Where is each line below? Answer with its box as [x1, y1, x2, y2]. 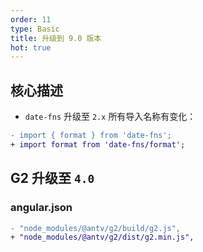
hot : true [10, 42, 52, 53]
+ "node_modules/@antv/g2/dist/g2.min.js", [10, 232, 195, 243]
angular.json [10, 201, 73, 215]
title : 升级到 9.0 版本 [10, 33, 102, 43]
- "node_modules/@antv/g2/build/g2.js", [10, 223, 182, 233]
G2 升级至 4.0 [10, 170, 95, 187]
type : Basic [10, 24, 60, 34]
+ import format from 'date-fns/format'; [10, 139, 186, 150]
